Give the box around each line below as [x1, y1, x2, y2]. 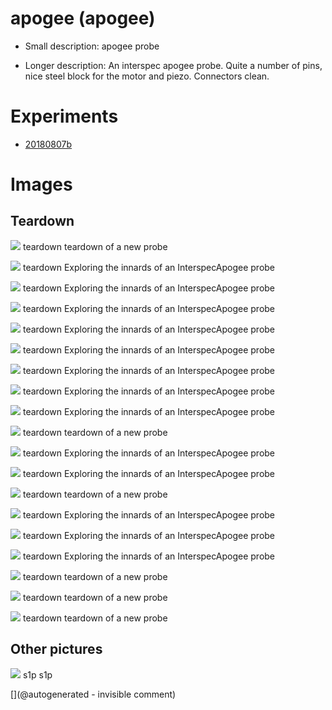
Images [10, 173, 73, 196]
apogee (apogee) [10, 7, 156, 30]
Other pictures [10, 641, 103, 658]
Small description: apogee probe [24, 40, 160, 52]
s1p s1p [22, 668, 53, 681]
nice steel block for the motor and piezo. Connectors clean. [24, 70, 270, 82]
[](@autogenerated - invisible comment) [10, 688, 177, 700]
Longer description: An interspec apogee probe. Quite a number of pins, [24, 59, 323, 71]
